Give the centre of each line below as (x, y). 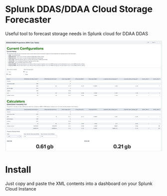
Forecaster (28, 20)
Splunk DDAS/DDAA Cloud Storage (79, 9)
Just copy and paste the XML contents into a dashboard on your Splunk (79, 184)
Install (18, 169)
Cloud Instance (21, 189)
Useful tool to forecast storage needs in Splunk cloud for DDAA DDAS (77, 33)
